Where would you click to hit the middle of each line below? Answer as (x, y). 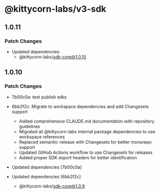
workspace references (42, 137)
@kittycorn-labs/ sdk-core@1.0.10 (53, 57)
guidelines (29, 126)
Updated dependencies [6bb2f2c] (46, 176)
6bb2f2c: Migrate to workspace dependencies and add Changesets (80, 106)
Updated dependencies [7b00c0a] (47, 167)
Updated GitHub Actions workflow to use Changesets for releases (86, 152)
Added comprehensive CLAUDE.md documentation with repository (87, 121)
